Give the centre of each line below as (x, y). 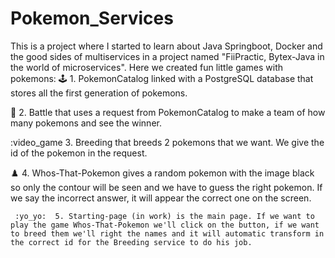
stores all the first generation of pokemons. (99, 93)
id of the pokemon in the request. (79, 153)
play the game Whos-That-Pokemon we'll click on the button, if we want (165, 225)
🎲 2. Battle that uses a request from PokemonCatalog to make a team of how (168, 112)
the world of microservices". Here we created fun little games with (147, 67)
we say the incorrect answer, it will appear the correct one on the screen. (161, 198)
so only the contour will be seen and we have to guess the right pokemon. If (166, 187)
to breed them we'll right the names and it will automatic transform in (167, 233)
